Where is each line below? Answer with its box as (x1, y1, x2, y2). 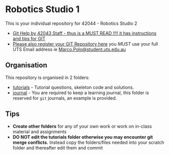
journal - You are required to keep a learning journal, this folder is (12, 90, 149, 96)
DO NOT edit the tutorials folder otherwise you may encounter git (12, 134, 153, 140)
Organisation (5, 61, 47, 69)
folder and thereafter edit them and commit (12, 144, 103, 150)
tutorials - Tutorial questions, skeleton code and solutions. (12, 84, 134, 90)
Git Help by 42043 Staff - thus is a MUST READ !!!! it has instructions (12, 30, 157, 36)
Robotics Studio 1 (5, 4, 80, 15)
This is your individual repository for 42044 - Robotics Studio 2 (5, 20, 138, 26)
